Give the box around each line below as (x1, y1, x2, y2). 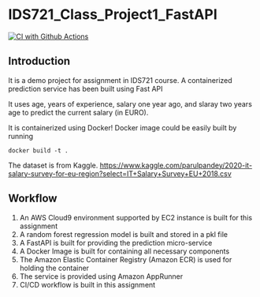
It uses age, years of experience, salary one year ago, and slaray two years (8, 99, 252, 108)
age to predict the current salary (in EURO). (8, 107, 149, 117)
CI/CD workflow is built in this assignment (19, 280, 156, 289)
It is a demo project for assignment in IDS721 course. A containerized (8, 75, 232, 85)
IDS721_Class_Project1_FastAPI (8, 6, 218, 24)
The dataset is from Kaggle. (8, 160, 98, 170)
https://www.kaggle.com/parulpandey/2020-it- (99, 160, 253, 170)
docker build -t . (8, 146, 69, 155)
